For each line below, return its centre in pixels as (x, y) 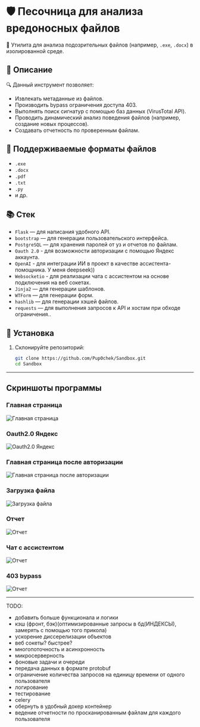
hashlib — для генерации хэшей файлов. (67, 301)
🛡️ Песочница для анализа (75, 12)
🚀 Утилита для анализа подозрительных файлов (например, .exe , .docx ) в (100, 45)
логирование (32, 688)
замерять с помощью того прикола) (61, 630)
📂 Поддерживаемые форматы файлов (81, 149)
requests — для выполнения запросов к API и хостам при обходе (97, 308)
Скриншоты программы (54, 388)
